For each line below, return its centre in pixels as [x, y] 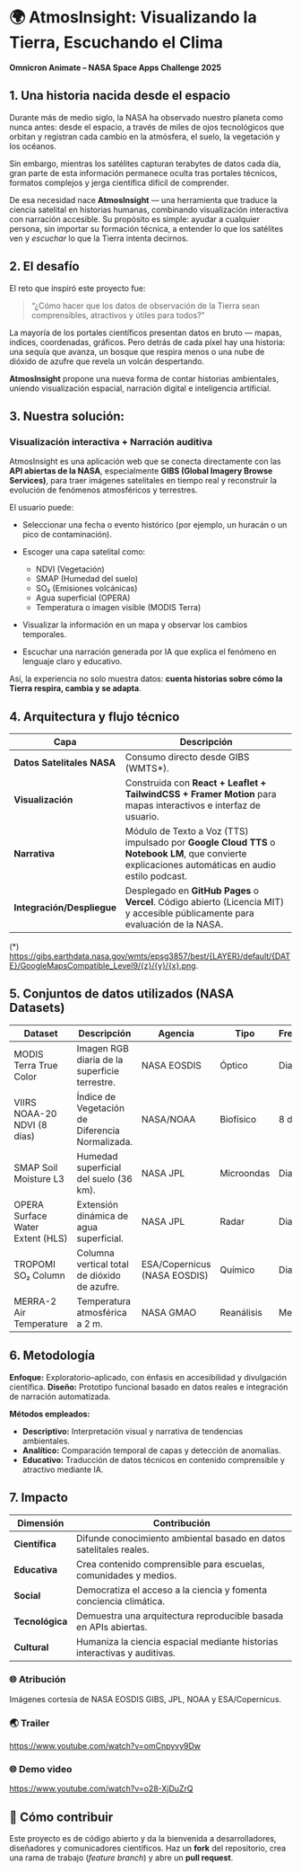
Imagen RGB [103, 1048]
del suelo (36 [104, 1178]
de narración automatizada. [60, 1396]
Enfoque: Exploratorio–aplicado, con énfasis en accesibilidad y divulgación [148, 1377]
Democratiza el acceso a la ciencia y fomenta [171, 1590]
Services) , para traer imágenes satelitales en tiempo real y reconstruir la [143, 481]
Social [27, 1595]
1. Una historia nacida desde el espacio [120, 96]
